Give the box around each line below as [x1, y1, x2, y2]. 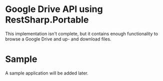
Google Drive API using [5, 3, 103, 15]
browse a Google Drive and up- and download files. [5, 36, 111, 42]
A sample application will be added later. [5, 70, 88, 76]
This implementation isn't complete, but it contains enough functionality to [5, 30, 158, 36]
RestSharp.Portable [5, 14, 89, 25]
